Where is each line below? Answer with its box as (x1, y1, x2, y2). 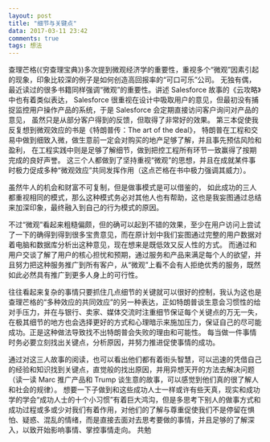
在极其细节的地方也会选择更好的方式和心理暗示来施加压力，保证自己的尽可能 (8, 317, 262, 327)
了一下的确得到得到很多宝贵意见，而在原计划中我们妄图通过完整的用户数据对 (8, 230, 262, 240)
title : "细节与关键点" (8, 19, 77, 27)
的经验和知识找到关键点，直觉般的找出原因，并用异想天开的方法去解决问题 (8, 365, 255, 374)
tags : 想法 (8, 42, 43, 50)
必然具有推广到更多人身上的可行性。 (22, 271, 142, 280)
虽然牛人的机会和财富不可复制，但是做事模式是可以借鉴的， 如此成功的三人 (8, 183, 257, 192)
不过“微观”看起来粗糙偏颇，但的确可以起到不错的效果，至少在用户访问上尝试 (8, 220, 261, 229)
